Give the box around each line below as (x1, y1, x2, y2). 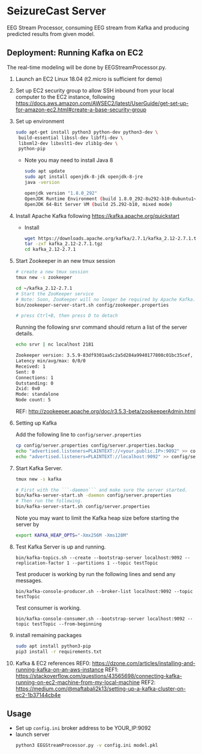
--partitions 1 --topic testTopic (72, 560, 158, 566)
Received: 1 (15, 364, 46, 370)
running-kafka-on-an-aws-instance (15, 666, 104, 673)
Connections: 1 (15, 374, 54, 381)
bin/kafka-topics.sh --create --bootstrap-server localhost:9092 (15, 555, 182, 561)
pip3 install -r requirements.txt (15, 649, 102, 655)
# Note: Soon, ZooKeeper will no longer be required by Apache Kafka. (15, 296, 196, 302)
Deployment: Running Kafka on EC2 (7, 48, 143, 58)
